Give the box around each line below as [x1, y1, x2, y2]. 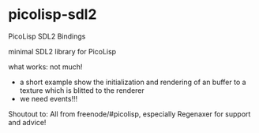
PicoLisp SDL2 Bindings [8, 31, 86, 41]
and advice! [8, 117, 47, 127]
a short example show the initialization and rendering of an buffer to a [19, 77, 246, 87]
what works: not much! [8, 61, 83, 72]
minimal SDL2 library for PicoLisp [8, 46, 117, 56]
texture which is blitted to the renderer [19, 85, 145, 95]
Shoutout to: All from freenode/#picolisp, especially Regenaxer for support [8, 109, 251, 119]
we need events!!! [19, 94, 78, 103]
